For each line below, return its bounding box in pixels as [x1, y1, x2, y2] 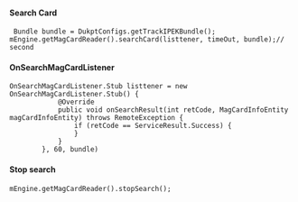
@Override [57, 97, 95, 107]
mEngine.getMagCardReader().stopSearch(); [9, 184, 172, 193]
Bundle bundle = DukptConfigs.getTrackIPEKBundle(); [13, 27, 217, 36]
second [9, 43, 34, 52]
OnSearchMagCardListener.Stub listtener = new [9, 82, 188, 91]
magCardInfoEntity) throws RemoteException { [9, 114, 183, 123]
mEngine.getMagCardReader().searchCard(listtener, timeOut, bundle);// [9, 35, 284, 44]
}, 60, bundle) [42, 145, 99, 154]
